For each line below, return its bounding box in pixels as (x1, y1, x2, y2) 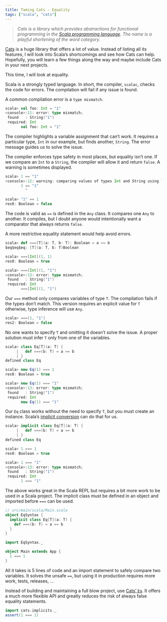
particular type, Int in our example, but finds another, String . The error (5, 138, 151, 145)
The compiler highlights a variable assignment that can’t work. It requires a (5, 133, 158, 139)
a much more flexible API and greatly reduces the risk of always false (5, 593, 147, 599)
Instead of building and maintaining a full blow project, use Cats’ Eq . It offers (5, 588, 161, 594)
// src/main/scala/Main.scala (5, 508, 68, 513)
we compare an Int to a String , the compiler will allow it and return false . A (5, 159, 161, 165)
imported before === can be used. (5, 498, 74, 504)
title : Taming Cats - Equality (5, 7, 70, 12)
